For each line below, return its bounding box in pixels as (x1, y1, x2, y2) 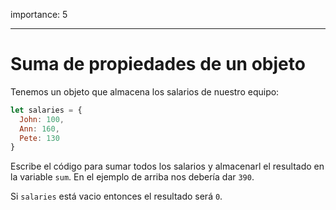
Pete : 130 (19, 133, 60, 143)
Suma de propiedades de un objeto (10, 53, 306, 76)
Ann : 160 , (19, 124, 60, 134)
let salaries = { (10, 105, 83, 115)
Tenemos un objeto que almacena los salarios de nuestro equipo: (10, 85, 280, 98)
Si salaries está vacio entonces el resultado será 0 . (10, 190, 223, 203)
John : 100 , (19, 114, 65, 124)
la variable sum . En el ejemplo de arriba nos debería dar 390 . (10, 171, 255, 183)
